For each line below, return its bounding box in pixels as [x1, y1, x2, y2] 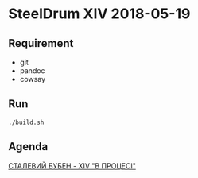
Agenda [8, 140, 49, 153]
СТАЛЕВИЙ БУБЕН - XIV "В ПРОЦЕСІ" [8, 161, 137, 171]
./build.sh [8, 118, 45, 126]
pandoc [19, 66, 45, 75]
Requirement [8, 37, 74, 50]
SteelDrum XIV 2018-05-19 [8, 5, 191, 23]
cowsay [19, 75, 46, 83]
